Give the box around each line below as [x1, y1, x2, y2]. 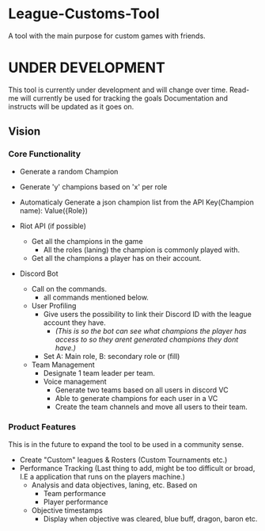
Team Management [31, 360, 95, 369]
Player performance [43, 497, 108, 506]
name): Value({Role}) [19, 205, 89, 215]
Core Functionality [8, 148, 81, 159]
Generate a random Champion [19, 166, 119, 176]
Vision [8, 124, 41, 139]
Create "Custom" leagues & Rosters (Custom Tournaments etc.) [19, 455, 228, 464]
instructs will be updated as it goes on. [8, 101, 134, 111]
